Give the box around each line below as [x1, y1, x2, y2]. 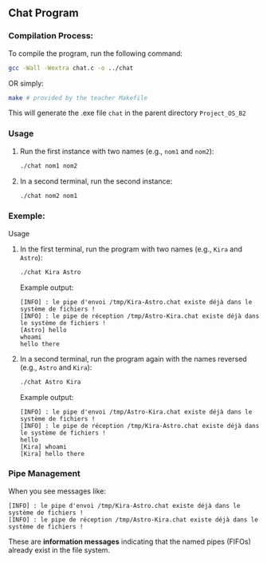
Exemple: [8, 211, 45, 222]
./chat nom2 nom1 [19, 192, 78, 200]
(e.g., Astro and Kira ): [19, 363, 92, 372]
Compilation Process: [8, 30, 94, 42]
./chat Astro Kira [19, 378, 81, 386]
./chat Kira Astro [19, 268, 81, 276]
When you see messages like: [8, 486, 106, 496]
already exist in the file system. [8, 545, 110, 554]
